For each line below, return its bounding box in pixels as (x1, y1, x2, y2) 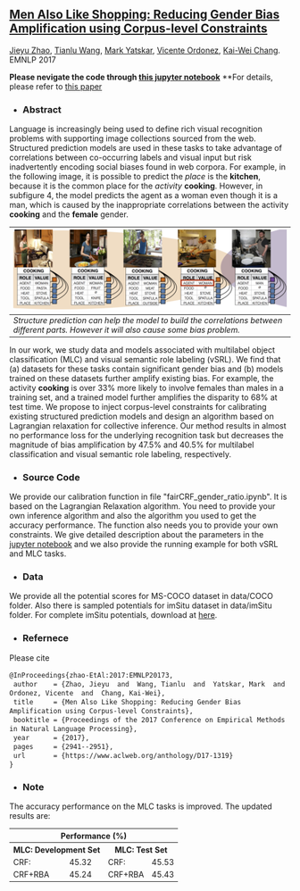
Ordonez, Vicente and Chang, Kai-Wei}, (9, 688, 166, 697)
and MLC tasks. (9, 548, 67, 559)
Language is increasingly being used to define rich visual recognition (9, 124, 263, 135)
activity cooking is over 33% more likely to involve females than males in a (9, 382, 284, 393)
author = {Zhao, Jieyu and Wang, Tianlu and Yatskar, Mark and (12, 679, 286, 688)
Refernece (21, 632, 70, 645)
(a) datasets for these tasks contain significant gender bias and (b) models (9, 363, 284, 374)
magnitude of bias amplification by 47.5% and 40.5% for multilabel (9, 439, 254, 450)
